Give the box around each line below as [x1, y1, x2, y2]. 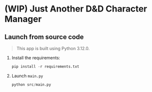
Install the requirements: [11, 55, 60, 61]
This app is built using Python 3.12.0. [16, 46, 90, 51]
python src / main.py [11, 82, 51, 87]
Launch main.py [11, 73, 43, 79]
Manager [4, 13, 42, 25]
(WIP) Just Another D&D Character [4, 3, 148, 14]
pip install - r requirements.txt [11, 64, 80, 69]
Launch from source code [4, 33, 84, 41]
